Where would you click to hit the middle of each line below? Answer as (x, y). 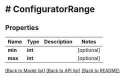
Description (58, 42)
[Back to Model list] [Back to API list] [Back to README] (62, 70)
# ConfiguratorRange (50, 9)
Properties (22, 28)
